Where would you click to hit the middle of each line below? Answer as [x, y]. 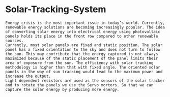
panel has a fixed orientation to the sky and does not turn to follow [83, 49]
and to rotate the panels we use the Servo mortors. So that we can [79, 85]
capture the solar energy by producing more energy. [62, 89]
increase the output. [28, 76]
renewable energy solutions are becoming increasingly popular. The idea [85, 27]
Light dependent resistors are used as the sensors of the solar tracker [85, 80]
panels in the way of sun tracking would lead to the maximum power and [84, 72]
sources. [15, 41]
